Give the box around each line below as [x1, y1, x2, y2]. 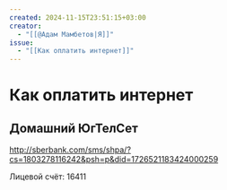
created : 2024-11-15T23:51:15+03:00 [9, 13, 146, 22]
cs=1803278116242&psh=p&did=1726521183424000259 [9, 154, 219, 165]
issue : [9, 38, 34, 47]
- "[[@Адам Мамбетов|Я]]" [17, 30, 115, 39]
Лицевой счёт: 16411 [9, 171, 87, 182]
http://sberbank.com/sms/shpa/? [9, 144, 132, 155]
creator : [9, 22, 42, 30]
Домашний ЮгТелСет [9, 120, 139, 135]
